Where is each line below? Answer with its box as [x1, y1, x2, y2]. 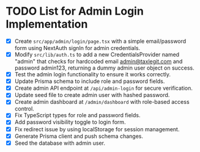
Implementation [6, 17, 88, 31]
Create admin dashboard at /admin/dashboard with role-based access [14, 98, 190, 106]
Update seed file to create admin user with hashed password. [14, 92, 170, 99]
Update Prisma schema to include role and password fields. [14, 78, 165, 85]
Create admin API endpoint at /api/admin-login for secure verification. [14, 84, 193, 92]
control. [14, 105, 34, 112]
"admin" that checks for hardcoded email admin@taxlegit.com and [14, 58, 183, 65]
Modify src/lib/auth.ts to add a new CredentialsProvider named [14, 51, 180, 58]
